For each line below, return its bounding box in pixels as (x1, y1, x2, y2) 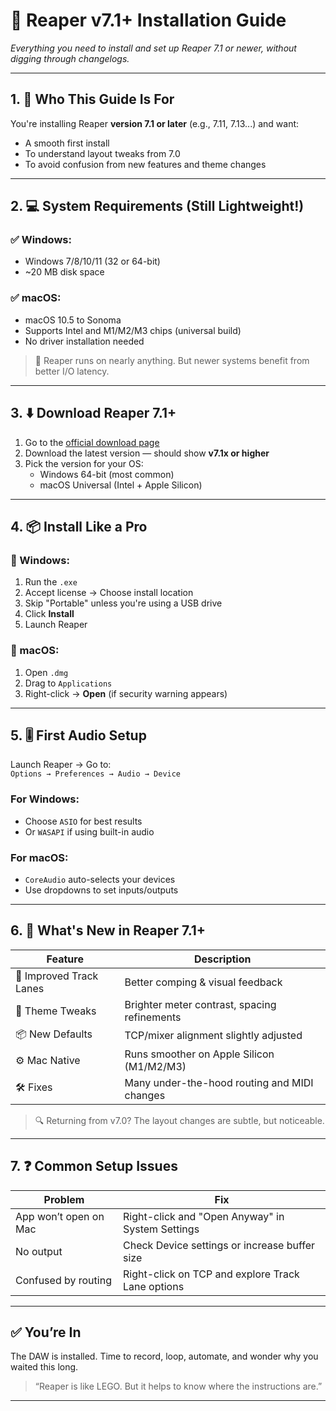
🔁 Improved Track (15, 969, 99, 983)
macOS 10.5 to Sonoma (24, 314, 122, 326)
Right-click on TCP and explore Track (123, 1267, 300, 1281)
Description (194, 952, 252, 966)
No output (15, 1244, 63, 1258)
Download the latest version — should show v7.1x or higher (24, 447, 270, 459)
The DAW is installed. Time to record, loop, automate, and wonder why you (10, 1350, 319, 1363)
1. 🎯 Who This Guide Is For (10, 91, 175, 108)
